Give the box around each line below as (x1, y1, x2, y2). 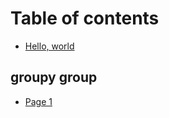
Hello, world (24, 40, 75, 52)
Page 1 (24, 95, 53, 107)
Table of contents (10, 7, 160, 30)
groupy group (10, 69, 98, 86)
